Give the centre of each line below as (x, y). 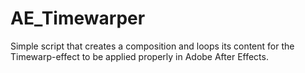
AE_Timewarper (78, 18)
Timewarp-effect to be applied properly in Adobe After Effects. (139, 56)
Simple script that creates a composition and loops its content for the (152, 46)
